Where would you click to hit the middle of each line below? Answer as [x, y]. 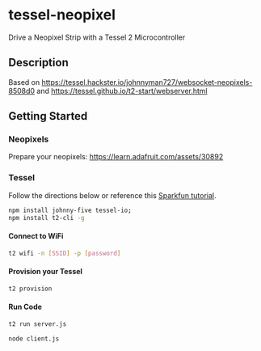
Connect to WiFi [36, 236]
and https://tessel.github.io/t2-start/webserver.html [122, 91]
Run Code [25, 307]
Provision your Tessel [46, 272]
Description [38, 63]
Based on [24, 82]
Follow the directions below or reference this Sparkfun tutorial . [112, 195]
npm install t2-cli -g [46, 218]
